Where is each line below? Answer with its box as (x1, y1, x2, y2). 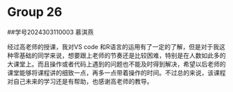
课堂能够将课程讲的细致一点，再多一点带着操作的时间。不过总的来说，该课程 (7, 68, 226, 77)
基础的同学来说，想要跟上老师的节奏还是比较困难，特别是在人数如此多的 (19, 51, 226, 59)
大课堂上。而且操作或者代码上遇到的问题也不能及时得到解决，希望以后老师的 (7, 59, 226, 68)
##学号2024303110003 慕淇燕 (7, 28, 94, 36)
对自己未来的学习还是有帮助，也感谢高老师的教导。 (7, 77, 153, 85)
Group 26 (7, 4, 62, 20)
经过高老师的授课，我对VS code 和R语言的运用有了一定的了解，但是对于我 (7, 42, 220, 50)
